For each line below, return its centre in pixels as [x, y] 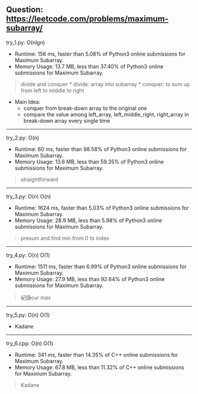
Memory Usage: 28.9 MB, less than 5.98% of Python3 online [88, 220]
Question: [25, 10]
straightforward [39, 179]
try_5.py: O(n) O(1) [28, 315]
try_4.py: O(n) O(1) [28, 255]
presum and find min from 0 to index [65, 238]
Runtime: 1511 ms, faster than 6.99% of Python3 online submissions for [100, 266]
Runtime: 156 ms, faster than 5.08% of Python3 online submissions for [100, 54]
